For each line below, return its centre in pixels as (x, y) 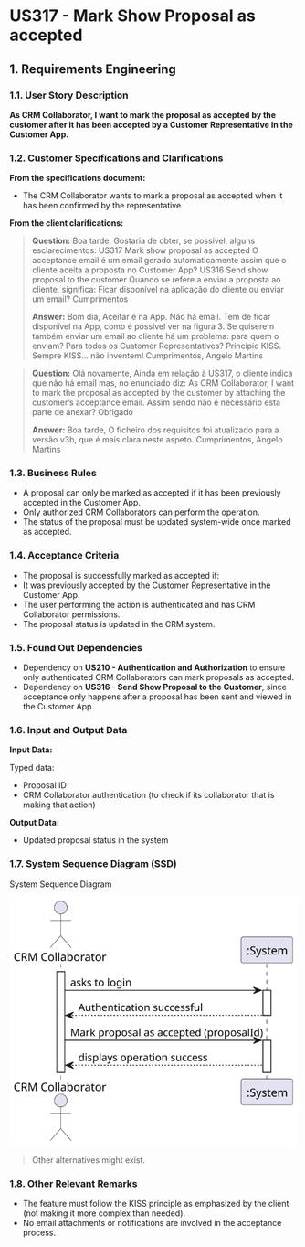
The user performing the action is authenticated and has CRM (139, 604)
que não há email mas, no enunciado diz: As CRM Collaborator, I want (163, 383)
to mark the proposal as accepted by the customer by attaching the (158, 393)
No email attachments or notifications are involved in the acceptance (152, 1223)
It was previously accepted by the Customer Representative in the (147, 585)
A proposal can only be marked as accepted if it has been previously (152, 493)
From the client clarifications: (67, 223)
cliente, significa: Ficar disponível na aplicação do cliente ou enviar (158, 290)
